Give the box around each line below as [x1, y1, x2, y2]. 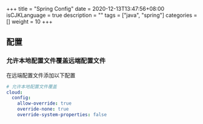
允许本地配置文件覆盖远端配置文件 [6, 57, 106, 65]
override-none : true [17, 106, 69, 113]
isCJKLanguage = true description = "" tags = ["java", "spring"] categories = [6, 11, 198, 19]
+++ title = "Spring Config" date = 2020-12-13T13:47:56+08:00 [6, 5, 165, 12]
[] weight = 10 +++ [6, 18, 53, 25]
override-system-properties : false [17, 112, 107, 118]
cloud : [6, 89, 23, 96]
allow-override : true [17, 100, 72, 106]
